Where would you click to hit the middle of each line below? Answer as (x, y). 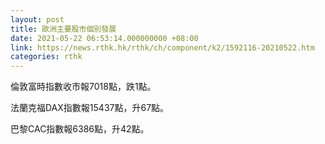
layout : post (37, 19)
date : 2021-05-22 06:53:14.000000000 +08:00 (104, 38)
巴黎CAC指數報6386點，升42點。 (80, 129)
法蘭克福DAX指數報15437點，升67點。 (90, 108)
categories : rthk (46, 57)
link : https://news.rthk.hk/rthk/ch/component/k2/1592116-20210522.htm (162, 47)
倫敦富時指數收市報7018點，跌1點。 (83, 87)
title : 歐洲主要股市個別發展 (63, 29)
